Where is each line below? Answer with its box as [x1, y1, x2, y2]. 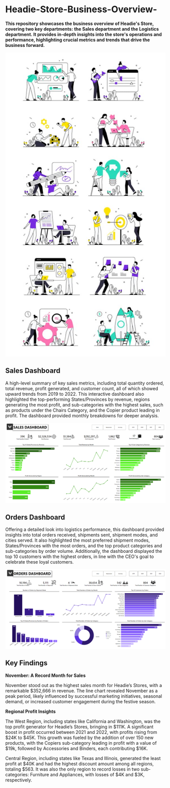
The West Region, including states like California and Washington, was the [5, 718, 161, 724]
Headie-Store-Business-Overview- [5, 4, 157, 15]
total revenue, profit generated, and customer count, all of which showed [5, 385, 159, 391]
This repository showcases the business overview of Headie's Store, [5, 20, 154, 27]
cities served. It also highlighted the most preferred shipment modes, [5, 537, 150, 544]
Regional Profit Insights [5, 708, 56, 715]
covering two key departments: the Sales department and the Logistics [5, 26, 159, 32]
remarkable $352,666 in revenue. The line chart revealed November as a [5, 688, 158, 694]
